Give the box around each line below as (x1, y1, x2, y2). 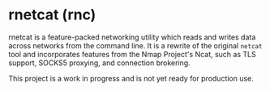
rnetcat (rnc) (8, 6, 96, 24)
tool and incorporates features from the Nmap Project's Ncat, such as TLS (8, 49, 257, 59)
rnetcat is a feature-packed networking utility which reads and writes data (8, 32, 256, 42)
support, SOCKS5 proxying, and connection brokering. (8, 58, 191, 68)
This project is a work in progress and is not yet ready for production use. (8, 73, 254, 83)
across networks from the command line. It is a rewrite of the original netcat (8, 40, 263, 50)
